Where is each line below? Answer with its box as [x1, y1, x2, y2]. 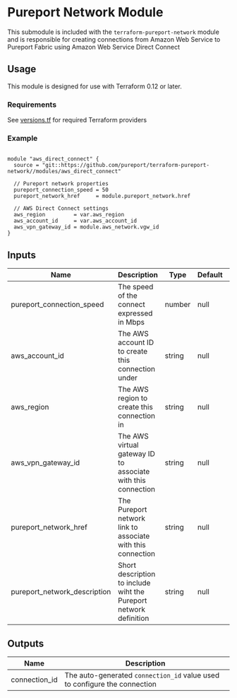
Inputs [7, 249, 37, 261]
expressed [117, 308, 153, 318]
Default [197, 270, 224, 280]
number [164, 300, 191, 310]
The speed [117, 282, 154, 292]
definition [117, 613, 150, 623]
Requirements [7, 100, 57, 110]
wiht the [117, 587, 145, 597]
